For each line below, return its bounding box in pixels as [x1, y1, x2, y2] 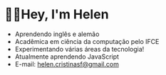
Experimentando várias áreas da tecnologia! [14, 45, 145, 53]
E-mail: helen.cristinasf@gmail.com [14, 59, 120, 68]
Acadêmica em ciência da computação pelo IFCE [14, 37, 160, 45]
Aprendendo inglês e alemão [14, 30, 100, 38]
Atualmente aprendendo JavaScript [14, 52, 120, 61]
